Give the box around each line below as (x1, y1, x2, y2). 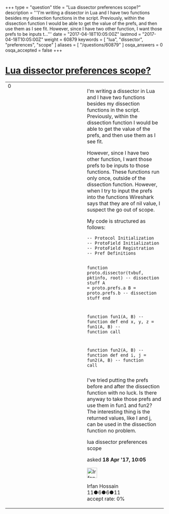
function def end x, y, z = (87, 319, 154, 325)
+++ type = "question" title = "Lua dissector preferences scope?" (5, 5, 141, 10)
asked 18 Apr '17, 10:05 (87, 456, 146, 464)
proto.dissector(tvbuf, (87, 270, 144, 276)
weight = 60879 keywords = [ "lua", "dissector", (44, 36, 143, 42)
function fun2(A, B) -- (87, 347, 144, 353)
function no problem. (87, 427, 137, 434)
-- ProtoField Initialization (87, 240, 159, 246)
